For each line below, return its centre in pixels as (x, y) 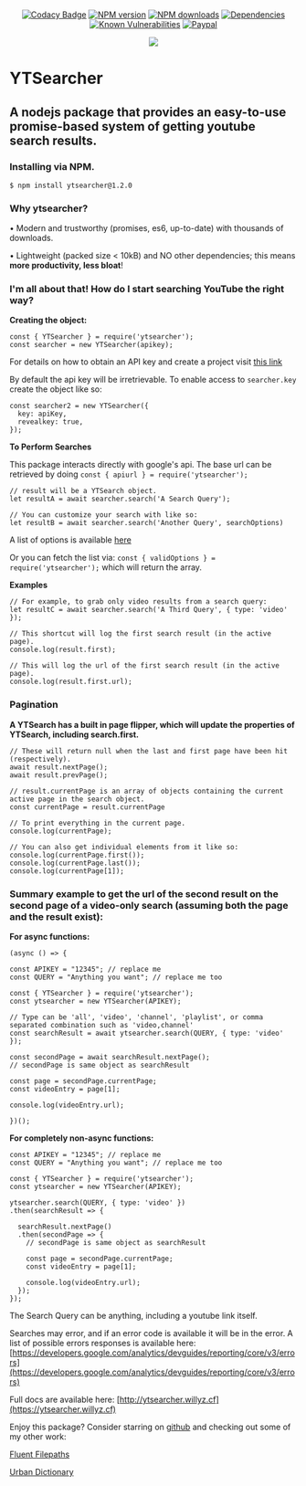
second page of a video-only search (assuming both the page (149, 905)
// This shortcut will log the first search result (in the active (141, 634)
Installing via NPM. (52, 166)
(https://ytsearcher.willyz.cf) (63, 1409)
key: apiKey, (42, 414)
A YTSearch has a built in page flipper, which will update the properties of (152, 724)
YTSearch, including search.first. (74, 734)
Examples (29, 585)
